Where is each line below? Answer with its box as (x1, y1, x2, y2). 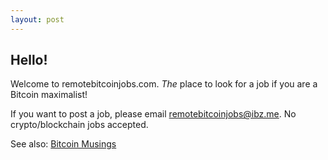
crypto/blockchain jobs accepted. (10, 119, 149, 131)
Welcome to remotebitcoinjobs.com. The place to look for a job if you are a (10, 78, 318, 90)
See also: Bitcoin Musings (10, 138, 117, 150)
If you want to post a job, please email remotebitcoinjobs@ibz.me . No (10, 108, 297, 120)
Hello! (10, 52, 48, 69)
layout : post (10, 14, 65, 25)
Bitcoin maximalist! (10, 89, 88, 101)
